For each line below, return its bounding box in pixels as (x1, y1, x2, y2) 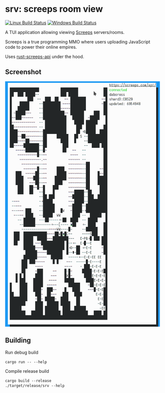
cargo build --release (5, 378, 52, 383)
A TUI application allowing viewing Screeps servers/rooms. (5, 29, 125, 35)
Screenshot (5, 68, 42, 76)
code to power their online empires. (5, 44, 77, 50)
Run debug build (5, 349, 38, 355)
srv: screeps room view (5, 3, 103, 15)
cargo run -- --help (5, 360, 48, 364)
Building (5, 336, 31, 345)
